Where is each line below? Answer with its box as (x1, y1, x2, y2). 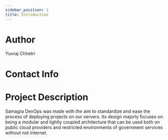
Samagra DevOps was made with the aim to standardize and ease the (5, 108, 150, 114)
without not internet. (5, 129, 48, 135)
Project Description (5, 91, 89, 103)
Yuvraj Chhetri (5, 51, 35, 57)
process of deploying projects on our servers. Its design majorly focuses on (5, 113, 163, 119)
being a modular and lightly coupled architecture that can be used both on (5, 119, 160, 125)
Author (5, 34, 35, 45)
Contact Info (5, 68, 59, 80)
